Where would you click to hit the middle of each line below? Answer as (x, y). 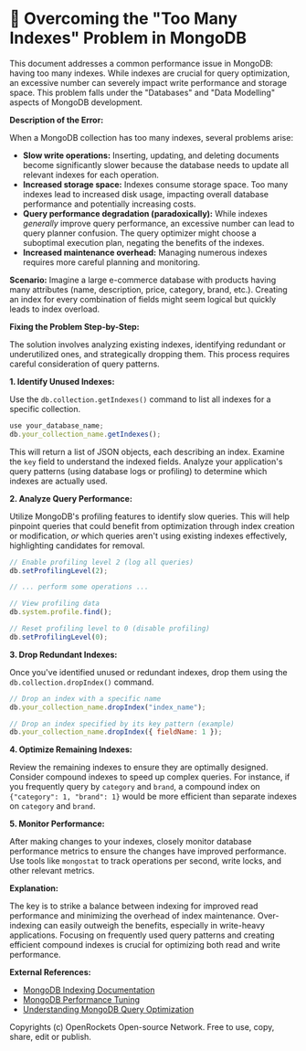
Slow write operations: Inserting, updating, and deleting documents (151, 155)
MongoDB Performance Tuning (81, 1000)
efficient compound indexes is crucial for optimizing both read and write (145, 945)
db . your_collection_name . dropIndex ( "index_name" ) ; (108, 707)
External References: (50, 972)
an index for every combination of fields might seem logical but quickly (143, 299)
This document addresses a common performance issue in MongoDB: (142, 63)
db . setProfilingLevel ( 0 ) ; (58, 637)
